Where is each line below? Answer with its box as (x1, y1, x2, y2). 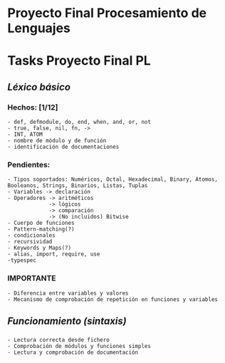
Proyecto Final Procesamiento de (7, 5, 207, 21)
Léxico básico (7, 80, 71, 93)
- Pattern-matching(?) (7, 226, 75, 233)
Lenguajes (7, 20, 71, 36)
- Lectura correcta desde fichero (7, 336, 110, 343)
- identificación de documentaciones (7, 144, 120, 151)
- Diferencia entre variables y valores (7, 290, 130, 297)
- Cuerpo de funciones (7, 219, 75, 227)
